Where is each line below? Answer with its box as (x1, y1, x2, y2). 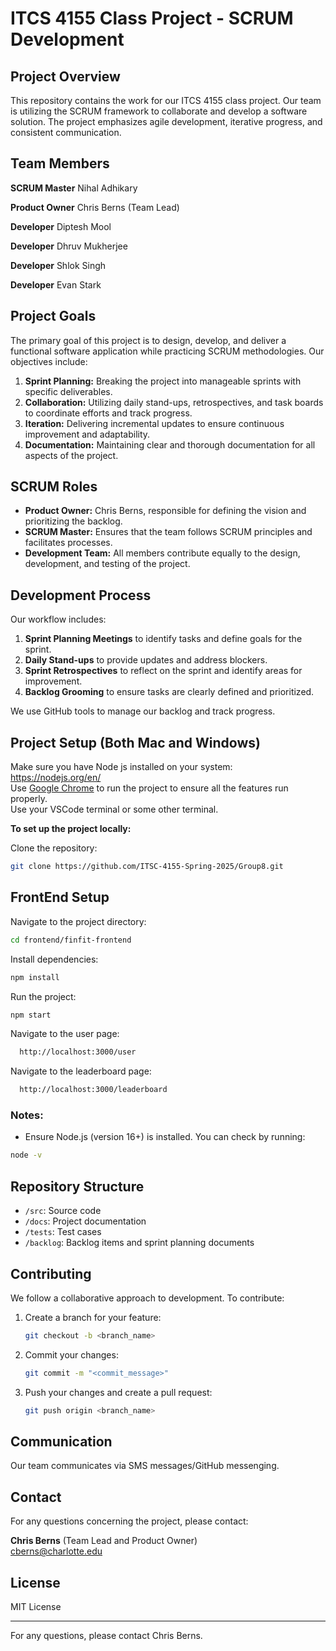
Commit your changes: (24, 1348, 119, 1361)
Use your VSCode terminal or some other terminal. (10, 803, 219, 816)
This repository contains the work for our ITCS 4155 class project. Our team (10, 95, 322, 106)
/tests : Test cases (24, 1226, 102, 1238)
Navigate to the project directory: (10, 915, 147, 927)
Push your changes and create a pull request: (24, 1386, 213, 1398)
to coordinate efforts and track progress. (24, 407, 193, 419)
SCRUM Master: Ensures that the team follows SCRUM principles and (24, 526, 313, 538)
